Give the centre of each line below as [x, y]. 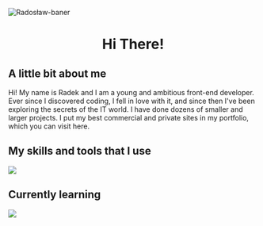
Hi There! [133, 44]
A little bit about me [57, 73]
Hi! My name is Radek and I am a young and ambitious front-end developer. [131, 92]
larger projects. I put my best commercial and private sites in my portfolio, [129, 118]
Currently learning [55, 195]
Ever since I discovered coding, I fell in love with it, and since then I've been [131, 101]
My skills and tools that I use [80, 151]
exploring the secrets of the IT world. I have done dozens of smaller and [126, 109]
